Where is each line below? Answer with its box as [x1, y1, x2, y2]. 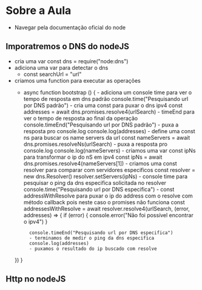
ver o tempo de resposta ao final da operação [23, 114, 138, 122]
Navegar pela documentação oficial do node [14, 24, 126, 31]
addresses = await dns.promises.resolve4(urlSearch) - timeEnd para [23, 108, 195, 116]
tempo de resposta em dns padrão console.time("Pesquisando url [23, 95, 189, 102]
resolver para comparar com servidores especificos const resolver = [23, 166, 195, 173]
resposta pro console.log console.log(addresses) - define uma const [23, 127, 195, 134]
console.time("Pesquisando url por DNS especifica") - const [23, 185, 175, 193]
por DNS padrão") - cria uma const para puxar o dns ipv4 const [23, 102, 183, 109]
